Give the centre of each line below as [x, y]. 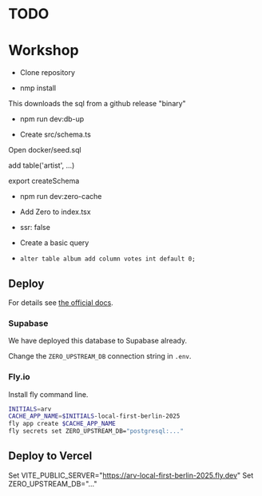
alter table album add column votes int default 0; [107, 259]
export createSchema [44, 181]
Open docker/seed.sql [45, 150]
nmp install [38, 88]
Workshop [44, 51]
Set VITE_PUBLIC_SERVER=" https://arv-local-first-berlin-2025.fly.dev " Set [131, 475]
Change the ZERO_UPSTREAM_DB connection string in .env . [100, 356]
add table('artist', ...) [42, 165]
